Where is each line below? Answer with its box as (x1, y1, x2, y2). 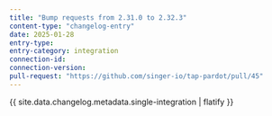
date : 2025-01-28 (9, 30, 75, 39)
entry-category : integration (9, 47, 119, 56)
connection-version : (9, 64, 87, 73)
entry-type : (9, 38, 54, 48)
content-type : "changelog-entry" (9, 22, 135, 31)
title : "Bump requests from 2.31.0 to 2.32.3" (9, 13, 187, 22)
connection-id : (9, 55, 67, 64)
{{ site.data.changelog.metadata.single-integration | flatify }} (9, 96, 234, 107)
